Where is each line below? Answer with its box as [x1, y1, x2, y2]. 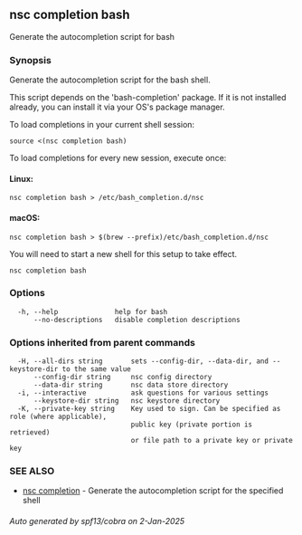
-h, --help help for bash [17, 307, 168, 316]
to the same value [61, 365, 131, 374]
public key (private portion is [130, 420, 253, 429]
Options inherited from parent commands [9, 336, 196, 349]
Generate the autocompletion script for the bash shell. [9, 74, 211, 85]
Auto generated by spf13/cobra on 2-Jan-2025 [9, 516, 185, 526]
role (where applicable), [9, 412, 107, 422]
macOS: [9, 212, 41, 223]
